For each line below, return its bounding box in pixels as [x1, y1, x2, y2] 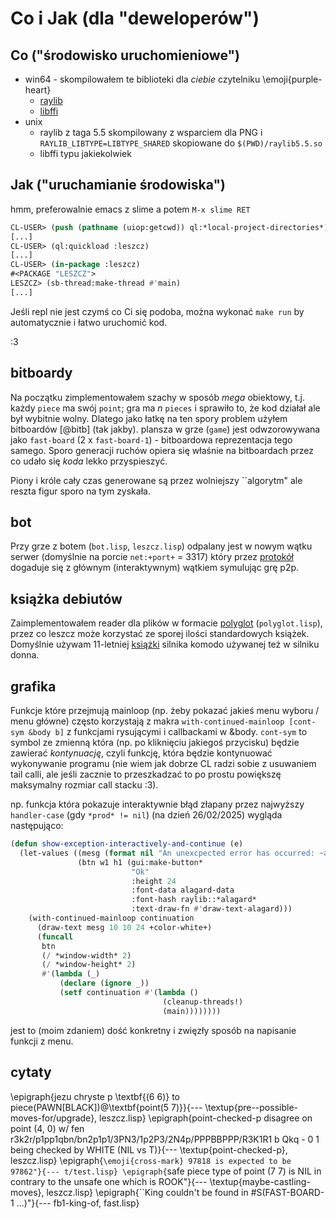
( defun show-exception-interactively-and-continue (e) [10, 839, 244, 849]
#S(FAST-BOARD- [250, 1186, 325, 1198]
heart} [24, 84, 52, 96]
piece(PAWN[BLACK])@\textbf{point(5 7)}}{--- [10, 1101, 203, 1113]
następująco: [10, 820, 64, 832]
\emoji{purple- [262, 73, 323, 85]
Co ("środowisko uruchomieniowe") [10, 47, 240, 64]
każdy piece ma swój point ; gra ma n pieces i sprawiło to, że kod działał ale [10, 402, 321, 414]
